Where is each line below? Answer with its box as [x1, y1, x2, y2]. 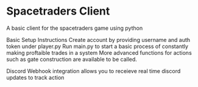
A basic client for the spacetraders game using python [6, 24, 143, 32]
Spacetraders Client [6, 4, 110, 18]
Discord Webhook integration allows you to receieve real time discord [6, 67, 181, 74]
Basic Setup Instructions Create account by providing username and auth [6, 36, 191, 43]
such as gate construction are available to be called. [6, 55, 137, 63]
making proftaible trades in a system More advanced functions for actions [6, 49, 192, 56]
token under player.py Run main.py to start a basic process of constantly [6, 43, 189, 50]
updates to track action [6, 74, 65, 81]
